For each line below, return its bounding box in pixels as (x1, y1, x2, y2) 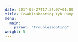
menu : (5, 16, 16, 21)
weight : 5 (5, 29, 26, 34)
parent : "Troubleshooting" (14, 25, 69, 30)
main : (9, 20, 21, 26)
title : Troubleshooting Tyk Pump (5, 12, 74, 16)
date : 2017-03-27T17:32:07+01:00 (5, 7, 74, 12)
